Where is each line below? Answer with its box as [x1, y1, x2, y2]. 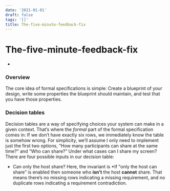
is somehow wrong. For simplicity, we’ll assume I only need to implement [5, 137, 159, 143]
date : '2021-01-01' [5, 7, 47, 13]
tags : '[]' [5, 17, 29, 22]
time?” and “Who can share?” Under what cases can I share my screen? [5, 148, 157, 154]
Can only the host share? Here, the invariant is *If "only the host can [12, 163, 157, 169]
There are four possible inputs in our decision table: [5, 154, 114, 160]
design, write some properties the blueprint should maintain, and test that [5, 91, 160, 97]
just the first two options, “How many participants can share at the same [5, 142, 158, 149]
